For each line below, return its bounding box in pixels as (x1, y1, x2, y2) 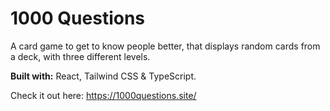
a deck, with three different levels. (10, 50, 151, 62)
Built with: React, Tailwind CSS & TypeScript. (10, 70, 197, 82)
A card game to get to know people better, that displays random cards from (10, 40, 321, 52)
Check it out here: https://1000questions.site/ (10, 89, 197, 101)
